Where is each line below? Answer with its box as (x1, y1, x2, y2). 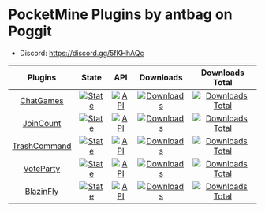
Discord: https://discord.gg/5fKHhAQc (19, 48, 144, 58)
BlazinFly (24, 185, 59, 196)
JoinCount (22, 117, 62, 128)
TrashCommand (12, 140, 72, 151)
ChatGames (19, 95, 64, 106)
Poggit (8, 22, 53, 40)
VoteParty (23, 163, 61, 174)
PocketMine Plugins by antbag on (8, 6, 233, 24)
